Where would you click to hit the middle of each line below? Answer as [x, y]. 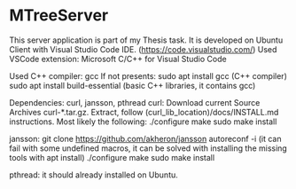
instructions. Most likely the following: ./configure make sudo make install [143, 122]
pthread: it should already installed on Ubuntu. [94, 175]
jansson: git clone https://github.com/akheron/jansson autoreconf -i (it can [145, 138]
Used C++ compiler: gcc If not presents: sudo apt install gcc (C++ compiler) [148, 75]
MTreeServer [59, 16]
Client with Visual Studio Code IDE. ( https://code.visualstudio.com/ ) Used [143, 49]
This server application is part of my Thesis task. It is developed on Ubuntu [146, 40]
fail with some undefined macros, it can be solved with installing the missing [148, 148]
